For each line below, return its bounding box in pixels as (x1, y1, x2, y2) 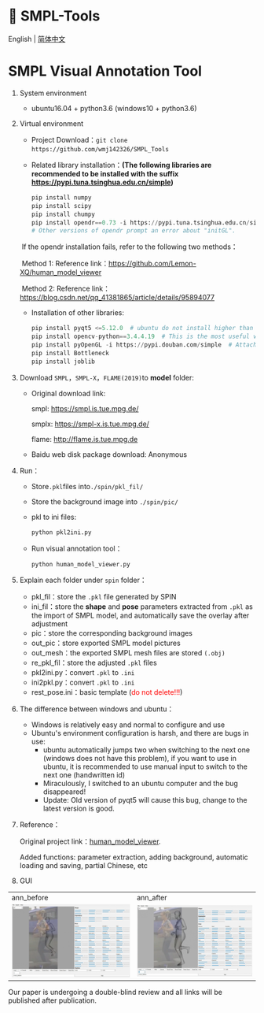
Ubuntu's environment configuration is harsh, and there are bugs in (31, 729, 249, 738)
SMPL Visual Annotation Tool (8, 62, 203, 80)
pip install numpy (31, 193, 92, 202)
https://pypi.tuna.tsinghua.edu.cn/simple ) (31, 177, 174, 187)
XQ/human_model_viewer (19, 268, 102, 277)
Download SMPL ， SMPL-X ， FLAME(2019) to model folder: (19, 373, 195, 382)
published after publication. (8, 996, 97, 1005)
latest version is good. (42, 803, 115, 814)
